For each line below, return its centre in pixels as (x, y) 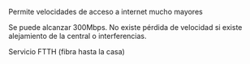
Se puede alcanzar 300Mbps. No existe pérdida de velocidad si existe (125, 27)
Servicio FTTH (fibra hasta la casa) (67, 51)
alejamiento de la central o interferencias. (78, 36)
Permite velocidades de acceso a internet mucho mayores (106, 12)
